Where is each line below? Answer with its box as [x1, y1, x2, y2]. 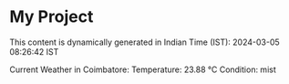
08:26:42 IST [9, 46, 59, 57]
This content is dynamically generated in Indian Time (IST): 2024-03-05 [9, 37, 280, 47]
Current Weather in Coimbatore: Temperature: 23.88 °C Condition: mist [9, 64, 276, 75]
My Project [9, 6, 94, 27]
